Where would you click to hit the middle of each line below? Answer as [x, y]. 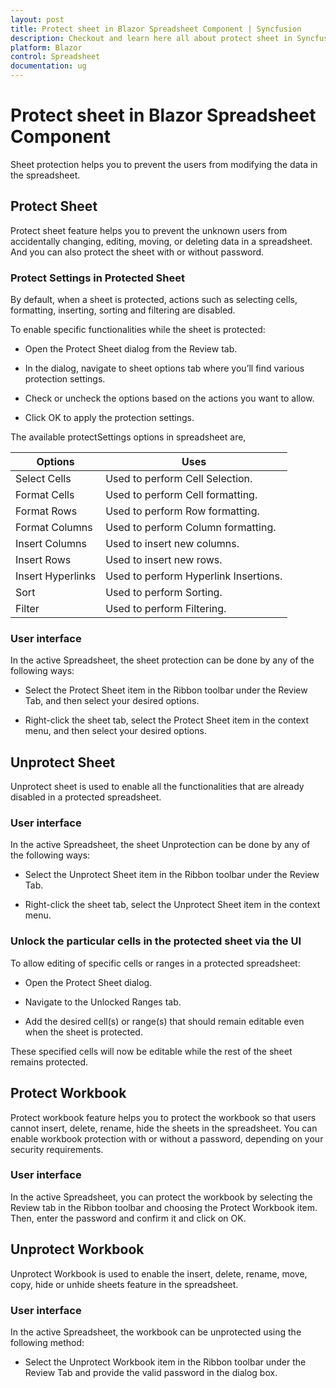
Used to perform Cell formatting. [181, 495]
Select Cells [43, 479]
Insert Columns [51, 544]
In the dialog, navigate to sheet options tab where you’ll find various [164, 368]
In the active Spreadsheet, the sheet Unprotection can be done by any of [160, 845]
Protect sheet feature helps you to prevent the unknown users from [149, 230]
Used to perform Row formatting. [182, 511]
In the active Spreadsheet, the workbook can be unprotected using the [156, 1332]
